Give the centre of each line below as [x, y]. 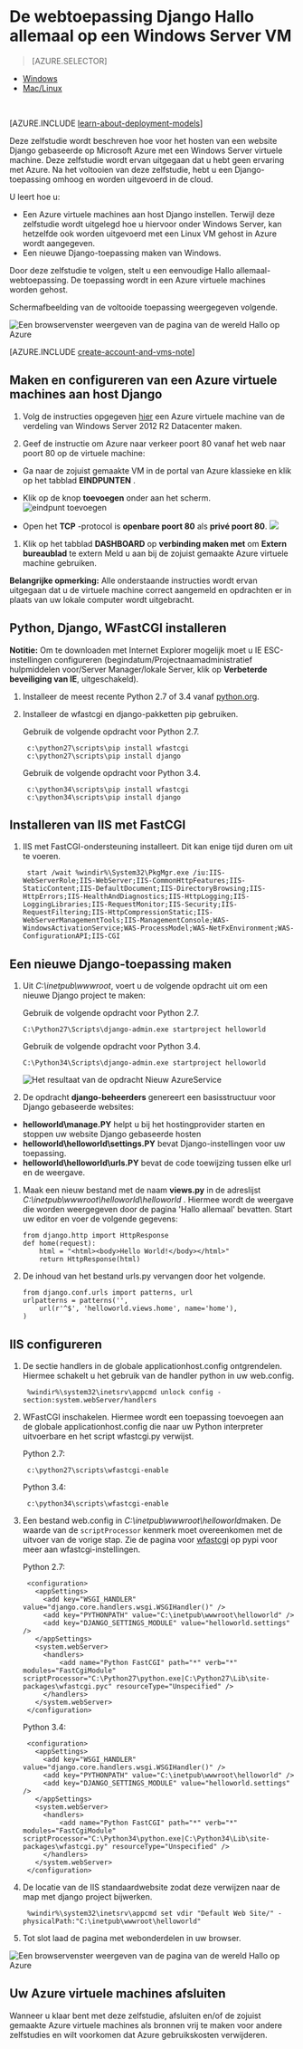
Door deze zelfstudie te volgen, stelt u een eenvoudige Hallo [122, 270]
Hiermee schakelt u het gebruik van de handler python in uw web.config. [158, 1375]
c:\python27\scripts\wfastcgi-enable [98, 1470]
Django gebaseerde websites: [78, 1107]
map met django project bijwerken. [87, 1897]
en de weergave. [54, 1173]
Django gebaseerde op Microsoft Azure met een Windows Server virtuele [146, 150]
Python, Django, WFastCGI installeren [118, 628]
